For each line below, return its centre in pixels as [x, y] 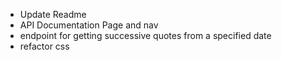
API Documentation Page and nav [89, 25]
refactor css [44, 46]
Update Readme [53, 14]
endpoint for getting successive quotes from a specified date [145, 35]
